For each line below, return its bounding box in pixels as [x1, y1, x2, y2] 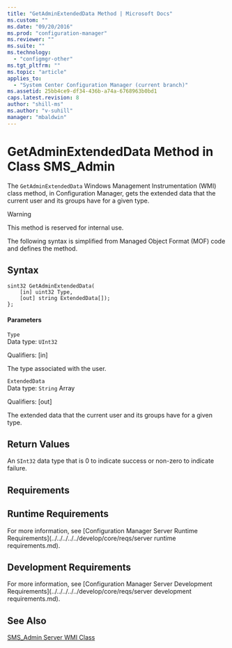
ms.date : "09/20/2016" [7, 23, 73, 30]
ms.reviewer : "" [7, 36, 54, 43]
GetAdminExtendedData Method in [7, 143, 214, 159]
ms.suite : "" [7, 42, 45, 49]
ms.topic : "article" [7, 68, 68, 75]
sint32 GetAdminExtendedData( [7, 283, 95, 290]
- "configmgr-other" [13, 56, 73, 63]
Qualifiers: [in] [7, 351, 48, 359]
